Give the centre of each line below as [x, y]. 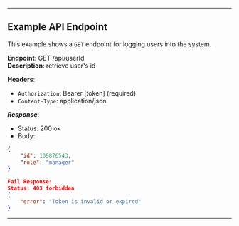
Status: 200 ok [39, 128]
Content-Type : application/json [62, 101]
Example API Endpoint [58, 27]
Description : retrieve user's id [52, 66]
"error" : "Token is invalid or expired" [81, 201]
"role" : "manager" [47, 162]
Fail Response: [30, 182]
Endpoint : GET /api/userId [46, 58]
